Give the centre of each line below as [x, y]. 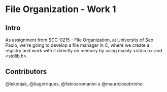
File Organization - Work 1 [61, 9]
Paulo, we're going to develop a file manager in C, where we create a [77, 45]
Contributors [26, 72]
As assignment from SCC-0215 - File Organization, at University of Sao [79, 40]
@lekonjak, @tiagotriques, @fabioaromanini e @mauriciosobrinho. [75, 83]
